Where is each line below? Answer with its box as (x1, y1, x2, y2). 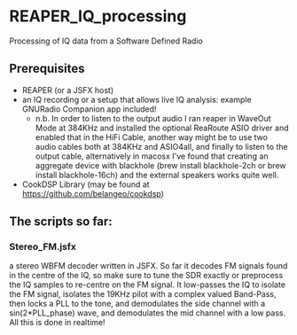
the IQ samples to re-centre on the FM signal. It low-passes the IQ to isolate (9, 279, 286, 290)
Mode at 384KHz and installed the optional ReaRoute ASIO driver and (35, 122, 289, 133)
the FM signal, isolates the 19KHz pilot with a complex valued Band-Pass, (9, 289, 277, 300)
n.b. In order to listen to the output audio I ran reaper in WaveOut (35, 113, 272, 123)
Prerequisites (9, 61, 85, 76)
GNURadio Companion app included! (21, 104, 157, 114)
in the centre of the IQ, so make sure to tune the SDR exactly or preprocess (9, 270, 284, 281)
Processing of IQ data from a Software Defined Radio (9, 35, 204, 46)
